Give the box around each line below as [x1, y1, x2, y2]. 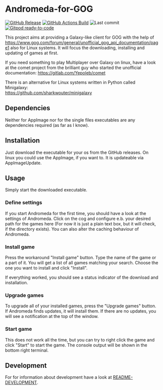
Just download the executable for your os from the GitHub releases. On [5, 149, 149, 155]
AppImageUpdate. [5, 160, 42, 166]
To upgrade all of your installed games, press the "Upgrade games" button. [5, 303, 156, 309]
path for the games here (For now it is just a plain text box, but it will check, [5, 220, 156, 226]
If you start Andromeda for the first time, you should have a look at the [5, 210, 146, 216]
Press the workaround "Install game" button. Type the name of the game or [5, 254, 156, 260]
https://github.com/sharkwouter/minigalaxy [5, 90, 92, 96]
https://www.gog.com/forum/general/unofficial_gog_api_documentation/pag [5, 39, 159, 45]
